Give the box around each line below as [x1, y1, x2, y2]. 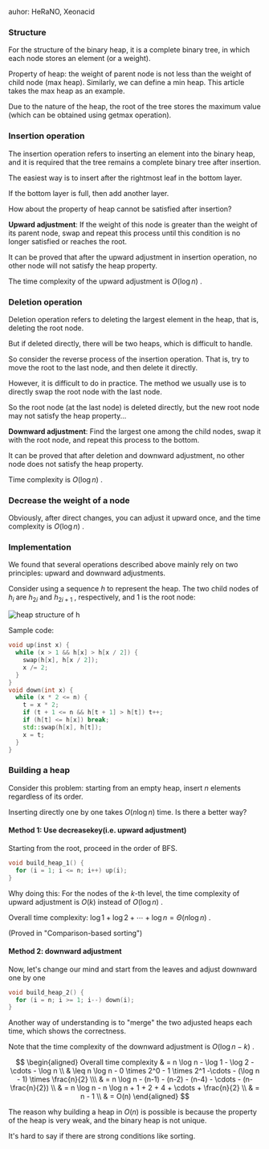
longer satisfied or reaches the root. [8, 236, 127, 246]
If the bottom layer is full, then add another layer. [8, 188, 169, 198]
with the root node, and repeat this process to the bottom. [8, 435, 200, 444]
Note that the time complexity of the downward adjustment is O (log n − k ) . [8, 1042, 255, 1052]
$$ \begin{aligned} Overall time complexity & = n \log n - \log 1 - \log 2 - [15, 1057, 255, 1067]
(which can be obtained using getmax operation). [8, 110, 172, 120]
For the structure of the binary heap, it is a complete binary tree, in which [8, 45, 251, 55]
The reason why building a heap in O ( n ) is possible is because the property [8, 1107, 257, 1117]
